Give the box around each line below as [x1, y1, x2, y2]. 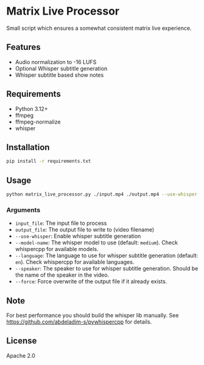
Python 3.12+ [15, 105, 48, 112]
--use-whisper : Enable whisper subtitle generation [15, 233, 141, 240]
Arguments [6, 205, 41, 214]
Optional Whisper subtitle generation [15, 65, 108, 72]
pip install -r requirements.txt [6, 158, 91, 165]
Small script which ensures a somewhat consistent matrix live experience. [6, 24, 192, 32]
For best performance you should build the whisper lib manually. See [6, 312, 179, 319]
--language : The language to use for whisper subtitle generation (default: [15, 252, 199, 260]
